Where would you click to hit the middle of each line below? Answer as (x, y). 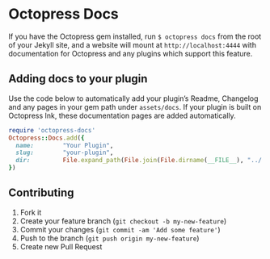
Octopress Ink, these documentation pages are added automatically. (122, 115)
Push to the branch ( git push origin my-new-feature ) (110, 238)
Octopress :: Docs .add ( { (46, 138)
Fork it (31, 212)
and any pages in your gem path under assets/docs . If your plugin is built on (135, 107)
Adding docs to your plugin (78, 79)
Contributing (41, 193)
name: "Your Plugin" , (65, 145)
